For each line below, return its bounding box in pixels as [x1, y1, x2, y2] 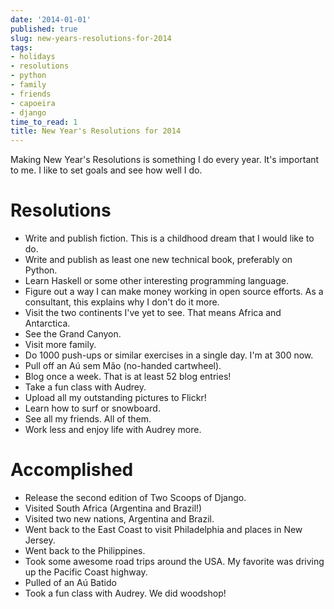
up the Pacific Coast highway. [24, 566, 148, 578]
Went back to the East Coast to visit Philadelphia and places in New [24, 524, 303, 535]
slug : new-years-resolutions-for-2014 [10, 33, 172, 43]
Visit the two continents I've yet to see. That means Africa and [24, 307, 282, 319]
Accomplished [10, 459, 134, 481]
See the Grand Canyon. [24, 328, 122, 340]
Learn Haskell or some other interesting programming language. [24, 275, 289, 287]
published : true [10, 24, 78, 34]
